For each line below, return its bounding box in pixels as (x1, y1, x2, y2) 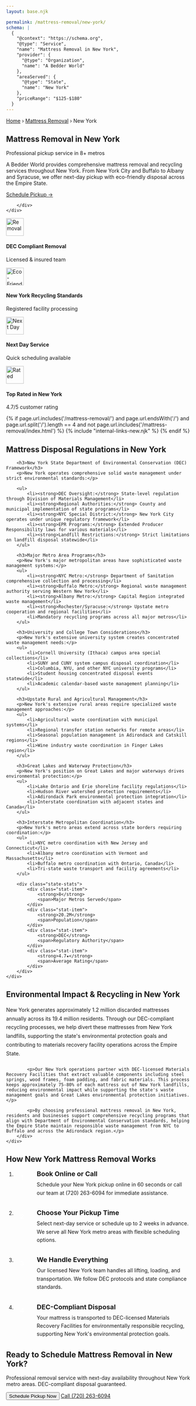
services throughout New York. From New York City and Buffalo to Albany (6, 167, 184, 174)
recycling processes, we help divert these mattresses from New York (6, 1024, 173, 1031)
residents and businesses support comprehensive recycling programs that (6, 1112, 190, 1118)
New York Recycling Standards (6, 292, 83, 299)
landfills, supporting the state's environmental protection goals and (6, 1033, 168, 1040)
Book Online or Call (36, 1169, 98, 1178)
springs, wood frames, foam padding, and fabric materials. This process (6, 1077, 190, 1083)
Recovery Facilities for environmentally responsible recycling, (36, 1322, 185, 1329)
